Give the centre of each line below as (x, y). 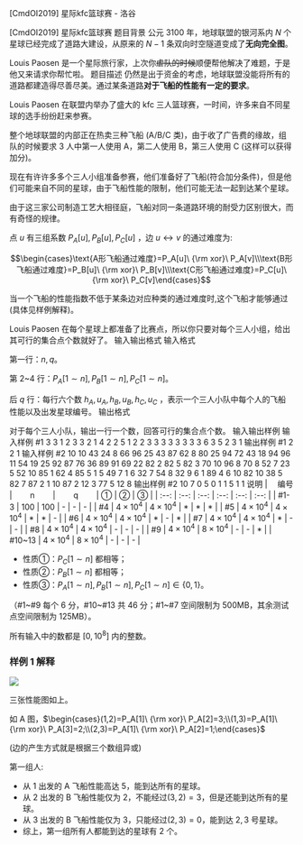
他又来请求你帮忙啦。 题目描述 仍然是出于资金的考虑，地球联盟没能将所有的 (150, 74)
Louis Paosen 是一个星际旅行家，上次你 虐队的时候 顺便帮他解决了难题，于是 (150, 63)
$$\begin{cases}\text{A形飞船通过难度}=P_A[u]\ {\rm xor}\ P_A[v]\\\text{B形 (151, 258)
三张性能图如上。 (41, 700)
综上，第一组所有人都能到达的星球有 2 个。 (102, 831)
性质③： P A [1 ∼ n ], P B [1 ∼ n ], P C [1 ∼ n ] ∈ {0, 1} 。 (115, 586)
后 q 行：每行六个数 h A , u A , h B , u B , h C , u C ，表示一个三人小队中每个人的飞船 (148, 400)
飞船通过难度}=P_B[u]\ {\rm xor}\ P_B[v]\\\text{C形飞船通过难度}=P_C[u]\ (151, 270)
